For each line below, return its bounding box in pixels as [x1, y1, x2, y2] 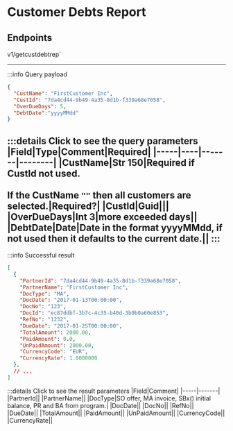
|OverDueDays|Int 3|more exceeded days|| [7, 211, 198, 223]
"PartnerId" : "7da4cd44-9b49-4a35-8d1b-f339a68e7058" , [19, 277, 182, 285]
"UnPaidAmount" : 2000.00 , [19, 341, 95, 349]
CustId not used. [7, 167, 81, 179]
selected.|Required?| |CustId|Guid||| [7, 200, 170, 212]
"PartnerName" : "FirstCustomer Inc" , [19, 284, 129, 291]
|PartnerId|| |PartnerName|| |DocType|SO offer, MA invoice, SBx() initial [7, 394, 212, 403]
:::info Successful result [7, 251, 75, 260]
